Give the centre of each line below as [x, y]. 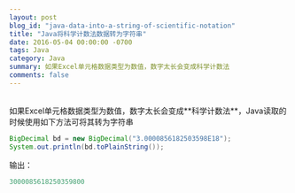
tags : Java [29, 50]
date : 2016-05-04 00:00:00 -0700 [71, 42]
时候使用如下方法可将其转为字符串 [71, 121]
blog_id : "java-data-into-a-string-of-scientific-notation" [123, 26]
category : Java [37, 58]
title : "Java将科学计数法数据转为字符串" [78, 34]
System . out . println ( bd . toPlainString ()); [87, 147]
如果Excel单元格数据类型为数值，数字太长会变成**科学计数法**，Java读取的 [148, 111]
